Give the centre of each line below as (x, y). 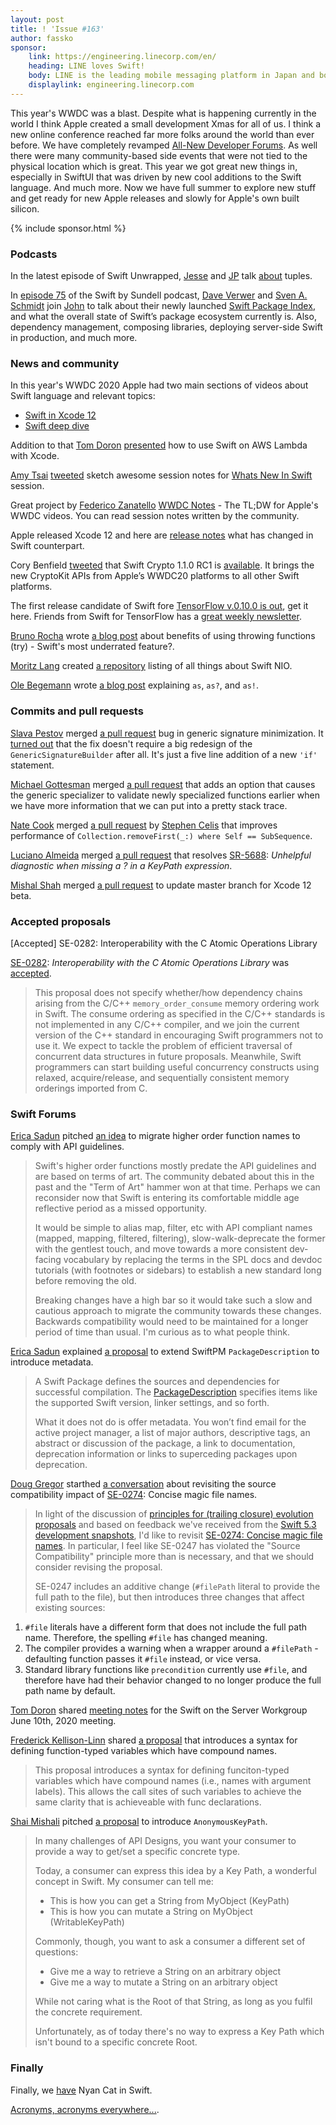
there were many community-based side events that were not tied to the (159, 155)
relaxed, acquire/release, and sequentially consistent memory (162, 1077)
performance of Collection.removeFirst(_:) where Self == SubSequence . (161, 835)
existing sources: (70, 1608)
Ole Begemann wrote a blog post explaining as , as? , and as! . (134, 685)
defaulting (46, 1659)
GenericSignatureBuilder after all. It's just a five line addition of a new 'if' (164, 754)
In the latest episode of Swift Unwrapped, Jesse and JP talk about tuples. (161, 276)
